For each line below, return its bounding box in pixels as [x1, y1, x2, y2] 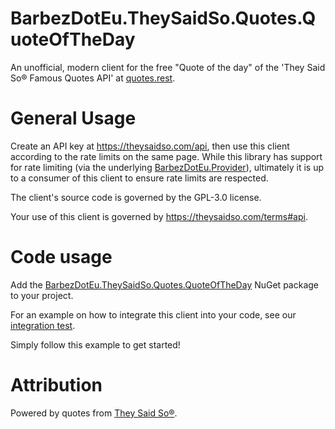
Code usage [10, 246, 113, 269]
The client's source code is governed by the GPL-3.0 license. [10, 191, 262, 203]
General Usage [10, 107, 137, 130]
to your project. [10, 289, 74, 301]
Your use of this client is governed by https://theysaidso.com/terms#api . [10, 210, 308, 222]
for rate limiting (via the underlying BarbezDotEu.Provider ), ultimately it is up [10, 161, 325, 173]
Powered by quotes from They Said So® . [10, 407, 178, 419]
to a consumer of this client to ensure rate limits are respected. [10, 172, 269, 184]
